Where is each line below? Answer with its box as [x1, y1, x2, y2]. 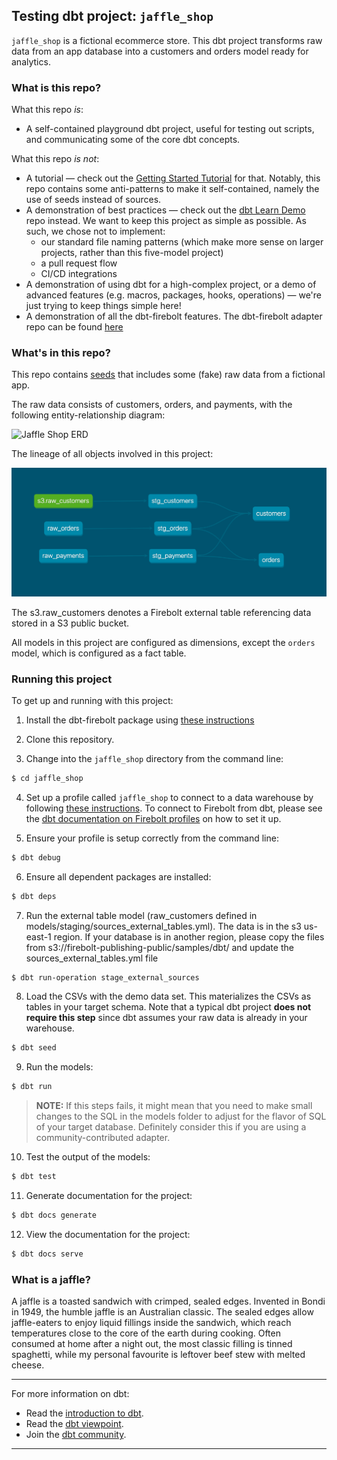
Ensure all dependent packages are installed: [25, 870, 212, 883]
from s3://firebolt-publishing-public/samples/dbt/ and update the [25, 941, 294, 953]
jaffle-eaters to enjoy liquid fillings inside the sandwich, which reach [11, 1317, 292, 1329]
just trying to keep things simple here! [25, 300, 182, 312]
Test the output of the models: [25, 1151, 151, 1163]
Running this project [11, 672, 113, 686]
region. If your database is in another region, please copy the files [53, 930, 325, 943]
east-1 [25, 930, 52, 943]
